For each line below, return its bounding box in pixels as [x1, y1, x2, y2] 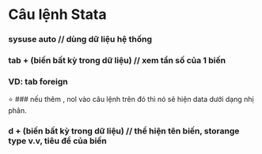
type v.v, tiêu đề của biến [8, 136, 107, 147]
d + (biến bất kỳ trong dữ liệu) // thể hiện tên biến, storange [8, 126, 240, 137]
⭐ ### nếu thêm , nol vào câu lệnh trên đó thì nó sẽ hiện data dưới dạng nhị [8, 95, 255, 104]
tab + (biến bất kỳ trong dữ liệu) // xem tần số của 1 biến [8, 55, 226, 66]
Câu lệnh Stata [8, 6, 107, 24]
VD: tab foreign [8, 76, 69, 87]
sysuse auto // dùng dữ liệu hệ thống [8, 34, 153, 45]
